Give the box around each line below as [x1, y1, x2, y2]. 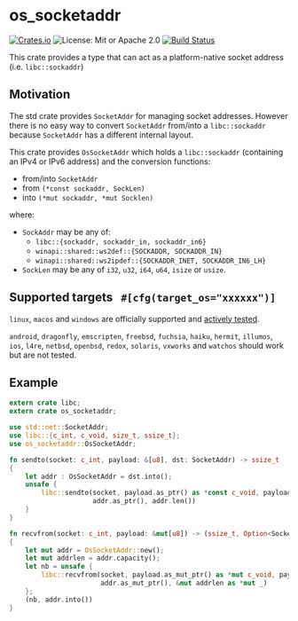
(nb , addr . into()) [25, 595, 93, 604]
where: [9, 209, 35, 220]
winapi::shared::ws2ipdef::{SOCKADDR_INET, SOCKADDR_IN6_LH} [35, 256, 266, 265]
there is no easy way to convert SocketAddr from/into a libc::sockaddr [9, 120, 266, 130]
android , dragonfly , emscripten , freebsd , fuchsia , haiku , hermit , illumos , [9, 330, 273, 342]
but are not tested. [9, 350, 77, 360]
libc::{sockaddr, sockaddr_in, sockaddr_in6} [35, 237, 207, 247]
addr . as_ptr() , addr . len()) [92, 497, 197, 506]
